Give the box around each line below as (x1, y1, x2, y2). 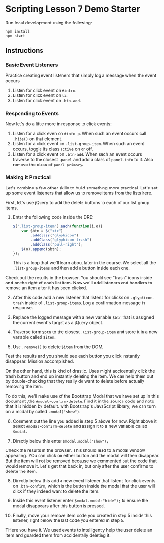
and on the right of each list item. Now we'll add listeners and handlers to (5, 280, 153, 286)
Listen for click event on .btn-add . (12, 97, 81, 103)
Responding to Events (5, 110, 59, 117)
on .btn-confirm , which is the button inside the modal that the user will (12, 483, 155, 489)
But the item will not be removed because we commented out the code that (5, 458, 157, 464)
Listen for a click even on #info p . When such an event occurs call (12, 130, 147, 136)
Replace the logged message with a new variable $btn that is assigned (12, 314, 154, 320)
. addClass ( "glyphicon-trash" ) (30, 237, 92, 242)
